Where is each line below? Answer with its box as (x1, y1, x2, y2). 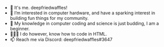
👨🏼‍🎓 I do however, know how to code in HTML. (10, 31, 107, 37)
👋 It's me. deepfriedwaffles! (10, 5, 68, 10)
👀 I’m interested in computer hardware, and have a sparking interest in (10, 10, 155, 16)
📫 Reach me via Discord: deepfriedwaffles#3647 (10, 37, 113, 42)
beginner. (10, 26, 30, 32)
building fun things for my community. (10, 15, 89, 21)
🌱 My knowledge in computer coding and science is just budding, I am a (10, 20, 159, 26)
